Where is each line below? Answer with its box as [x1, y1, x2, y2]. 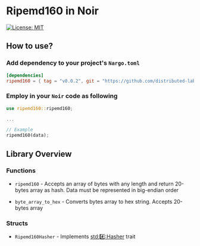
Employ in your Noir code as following [6, 92, 118, 100]
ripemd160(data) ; [6, 133, 49, 138]
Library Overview [6, 149, 72, 159]
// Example [6, 127, 33, 133]
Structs [6, 219, 29, 227]
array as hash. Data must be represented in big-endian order [30, 186, 179, 194]
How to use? [6, 41, 54, 51]
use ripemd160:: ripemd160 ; [6, 105, 73, 111]
